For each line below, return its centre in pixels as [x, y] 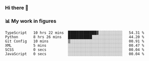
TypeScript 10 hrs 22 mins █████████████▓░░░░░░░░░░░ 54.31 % [75, 33]
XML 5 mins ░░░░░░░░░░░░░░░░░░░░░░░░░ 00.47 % [75, 46]
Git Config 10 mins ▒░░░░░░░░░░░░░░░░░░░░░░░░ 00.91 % [75, 41]
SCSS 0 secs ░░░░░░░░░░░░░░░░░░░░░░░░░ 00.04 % [75, 50]
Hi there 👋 [17, 8]
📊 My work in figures [31, 21]
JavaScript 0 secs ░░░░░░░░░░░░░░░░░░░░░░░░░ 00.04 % [75, 54]
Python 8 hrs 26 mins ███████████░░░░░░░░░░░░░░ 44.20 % [75, 37]
